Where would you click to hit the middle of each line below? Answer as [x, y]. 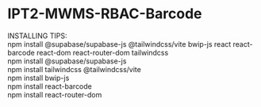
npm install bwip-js [38, 78]
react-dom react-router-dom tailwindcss [102, 52]
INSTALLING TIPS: [38, 36]
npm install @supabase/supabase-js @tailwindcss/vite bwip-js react [119, 44]
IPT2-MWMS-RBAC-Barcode [105, 14]
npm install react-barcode [50, 86]
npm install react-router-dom [55, 94]
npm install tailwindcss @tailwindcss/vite [75, 69]
